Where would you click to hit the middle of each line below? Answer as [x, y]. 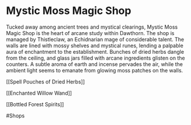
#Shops [15, 116]
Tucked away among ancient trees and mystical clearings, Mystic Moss [92, 27]
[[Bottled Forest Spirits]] [35, 104]
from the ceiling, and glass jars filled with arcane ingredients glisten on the [95, 58]
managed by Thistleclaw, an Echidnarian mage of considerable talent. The [95, 39]
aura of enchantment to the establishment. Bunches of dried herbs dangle [95, 51]
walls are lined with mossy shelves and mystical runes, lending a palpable [95, 46]
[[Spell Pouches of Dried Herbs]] [46, 81]
